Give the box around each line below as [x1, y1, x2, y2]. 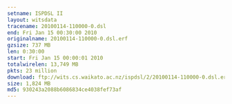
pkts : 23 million [7, 67, 57, 74]
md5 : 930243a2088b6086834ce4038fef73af [7, 86, 122, 93]
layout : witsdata [7, 16, 57, 23]
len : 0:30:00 [7, 49, 45, 55]
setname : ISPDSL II [7, 10, 64, 17]
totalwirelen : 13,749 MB [7, 61, 79, 68]
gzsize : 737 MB [7, 42, 51, 49]
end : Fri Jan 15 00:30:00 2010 [7, 29, 97, 36]
